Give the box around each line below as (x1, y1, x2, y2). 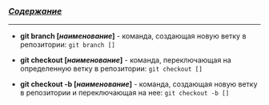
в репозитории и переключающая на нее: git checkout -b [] (19, 88, 230, 98)
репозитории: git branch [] (19, 40, 116, 50)
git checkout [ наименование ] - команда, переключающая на (19, 55, 232, 65)
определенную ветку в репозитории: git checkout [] (19, 64, 203, 74)
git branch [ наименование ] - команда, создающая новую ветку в (19, 31, 247, 41)
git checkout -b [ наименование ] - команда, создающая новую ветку (19, 79, 258, 89)
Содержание (8, 6, 62, 17)
